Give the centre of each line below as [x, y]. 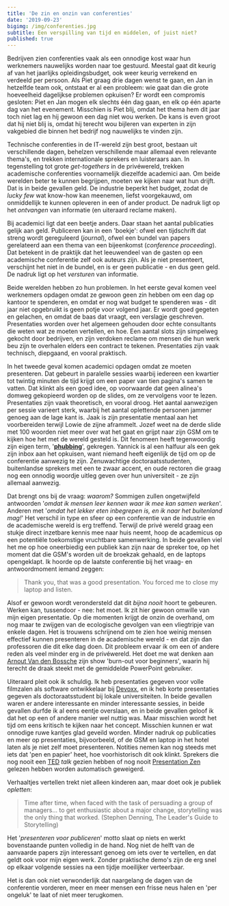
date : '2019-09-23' [35, 20]
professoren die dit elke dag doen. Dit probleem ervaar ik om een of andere [113, 647]
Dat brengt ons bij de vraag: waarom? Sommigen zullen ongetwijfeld [104, 496]
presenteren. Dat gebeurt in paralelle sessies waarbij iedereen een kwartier [113, 374]
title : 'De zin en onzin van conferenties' [70, 13]
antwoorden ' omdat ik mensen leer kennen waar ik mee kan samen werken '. [114, 504]
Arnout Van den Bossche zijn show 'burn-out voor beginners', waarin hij [108, 661]
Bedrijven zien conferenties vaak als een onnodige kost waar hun [99, 58]
